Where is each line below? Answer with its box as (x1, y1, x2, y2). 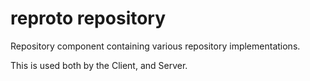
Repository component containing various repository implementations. (10, 40, 301, 52)
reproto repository (10, 7, 167, 30)
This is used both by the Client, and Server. (10, 59, 188, 71)
